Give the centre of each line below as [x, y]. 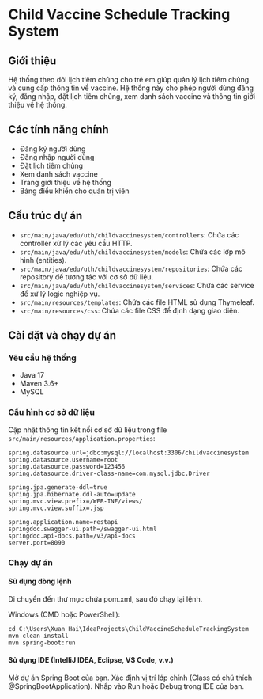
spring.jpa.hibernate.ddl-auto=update [72, 494]
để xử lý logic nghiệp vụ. [60, 294]
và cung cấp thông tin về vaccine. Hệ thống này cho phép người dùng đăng [131, 88]
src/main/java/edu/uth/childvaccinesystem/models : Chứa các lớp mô [133, 252]
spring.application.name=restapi [63, 522]
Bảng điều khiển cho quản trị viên [74, 191]
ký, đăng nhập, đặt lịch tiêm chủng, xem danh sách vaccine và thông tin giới [131, 96]
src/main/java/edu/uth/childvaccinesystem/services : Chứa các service [137, 285]
